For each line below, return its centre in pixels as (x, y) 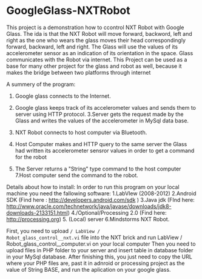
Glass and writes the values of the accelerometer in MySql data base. (102, 120)
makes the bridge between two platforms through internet (79, 72)
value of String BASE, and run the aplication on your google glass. (89, 269)
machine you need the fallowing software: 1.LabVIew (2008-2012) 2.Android (101, 193)
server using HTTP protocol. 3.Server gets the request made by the (99, 114)
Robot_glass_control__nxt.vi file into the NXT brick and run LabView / (94, 237)
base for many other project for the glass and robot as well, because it (94, 66)
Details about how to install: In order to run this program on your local (93, 187)
